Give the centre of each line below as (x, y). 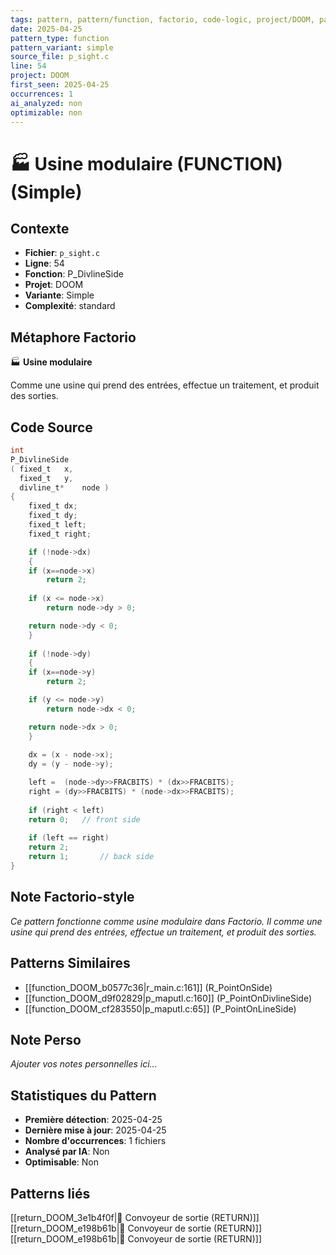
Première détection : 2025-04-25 (93, 1120)
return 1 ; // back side (91, 857)
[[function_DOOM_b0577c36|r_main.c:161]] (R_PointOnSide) (148, 987)
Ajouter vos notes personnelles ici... (84, 1064)
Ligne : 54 (44, 263)
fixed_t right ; (60, 534)
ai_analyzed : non (46, 103)
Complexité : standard (70, 306)
